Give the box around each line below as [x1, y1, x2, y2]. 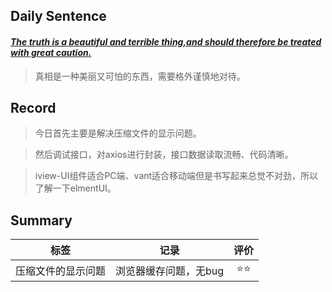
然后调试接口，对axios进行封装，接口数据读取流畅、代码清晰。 [34, 149, 294, 161]
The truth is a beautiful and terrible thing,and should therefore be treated [10, 35, 322, 48]
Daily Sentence [10, 8, 107, 25]
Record [10, 99, 57, 116]
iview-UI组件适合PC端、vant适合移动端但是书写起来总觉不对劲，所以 [34, 170, 319, 182]
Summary [10, 212, 73, 229]
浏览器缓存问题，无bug [115, 264, 225, 278]
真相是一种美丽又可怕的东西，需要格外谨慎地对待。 [34, 70, 246, 82]
